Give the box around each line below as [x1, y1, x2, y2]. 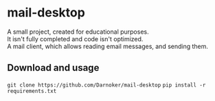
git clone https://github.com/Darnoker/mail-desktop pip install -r [7, 81, 206, 89]
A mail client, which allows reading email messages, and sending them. [7, 42, 208, 50]
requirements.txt [7, 87, 57, 94]
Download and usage [7, 62, 100, 74]
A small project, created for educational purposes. [7, 27, 149, 36]
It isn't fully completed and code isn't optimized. [7, 34, 144, 43]
